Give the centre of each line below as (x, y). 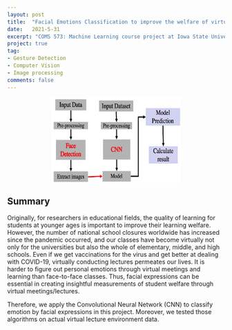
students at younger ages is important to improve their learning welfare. (109, 225)
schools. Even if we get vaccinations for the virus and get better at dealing (113, 255)
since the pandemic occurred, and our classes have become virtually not (111, 240)
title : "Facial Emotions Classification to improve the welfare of (108, 22)
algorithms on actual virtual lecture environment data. (83, 319)
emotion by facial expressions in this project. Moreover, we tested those (109, 312)
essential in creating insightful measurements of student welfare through (110, 284)
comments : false (30, 80)
